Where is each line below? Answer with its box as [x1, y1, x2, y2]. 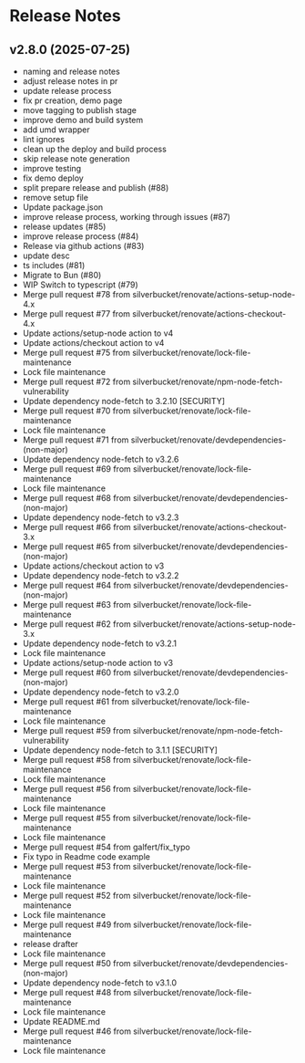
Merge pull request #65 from [22, 541, 131, 552]
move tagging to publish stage [22, 105, 137, 115]
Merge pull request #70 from [22, 405, 131, 416]
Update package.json [22, 202, 104, 213]
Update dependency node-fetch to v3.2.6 [22, 453, 179, 464]
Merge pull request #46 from [22, 1026, 132, 1037]
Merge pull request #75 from [22, 348, 130, 358]
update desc [22, 250, 70, 261]
